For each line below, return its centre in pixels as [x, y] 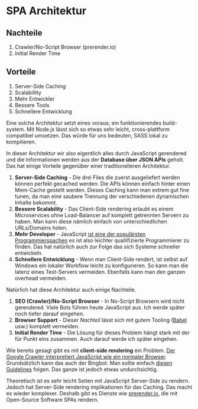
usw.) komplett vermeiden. [47, 326]
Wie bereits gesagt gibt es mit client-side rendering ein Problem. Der [91, 350]
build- [170, 123]
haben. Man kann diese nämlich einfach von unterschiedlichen [91, 221]
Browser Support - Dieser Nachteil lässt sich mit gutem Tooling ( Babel [101, 320]
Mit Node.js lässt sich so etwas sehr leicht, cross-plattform [98, 129]
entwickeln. [29, 253]
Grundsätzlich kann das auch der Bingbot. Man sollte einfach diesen [89, 363]
